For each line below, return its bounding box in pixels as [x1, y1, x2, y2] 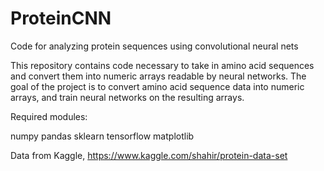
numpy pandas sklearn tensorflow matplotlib [10, 130, 195, 142]
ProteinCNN [10, 7, 112, 30]
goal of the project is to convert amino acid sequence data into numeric [10, 80, 305, 92]
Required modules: [10, 110, 88, 122]
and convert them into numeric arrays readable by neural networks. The [10, 70, 307, 82]
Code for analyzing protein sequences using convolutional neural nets [10, 40, 299, 52]
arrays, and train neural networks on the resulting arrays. [10, 91, 245, 103]
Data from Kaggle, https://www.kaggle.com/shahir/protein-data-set [10, 149, 288, 161]
